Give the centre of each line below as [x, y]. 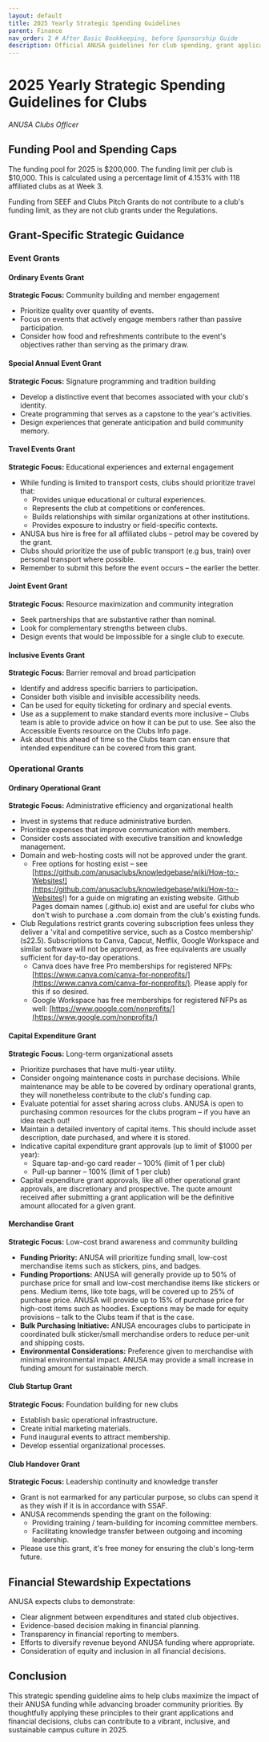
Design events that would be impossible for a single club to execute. [132, 636]
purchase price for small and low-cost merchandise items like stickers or [140, 1283]
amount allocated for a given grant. [78, 1205]
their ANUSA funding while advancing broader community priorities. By [126, 1704]
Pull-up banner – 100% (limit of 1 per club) [101, 1171]
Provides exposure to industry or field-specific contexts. [125, 525]
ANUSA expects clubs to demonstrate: [72, 1601]
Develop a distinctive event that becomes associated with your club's [134, 396]
